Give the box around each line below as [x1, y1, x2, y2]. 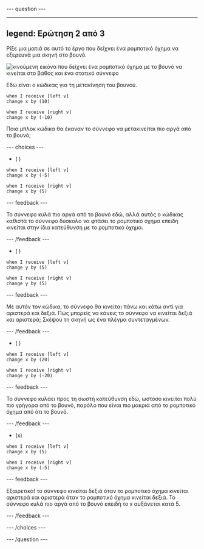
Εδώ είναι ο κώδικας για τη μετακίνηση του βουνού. [6, 81, 138, 88]
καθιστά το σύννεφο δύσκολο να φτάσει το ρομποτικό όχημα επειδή [6, 217, 179, 224]
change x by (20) [6, 356, 50, 363]
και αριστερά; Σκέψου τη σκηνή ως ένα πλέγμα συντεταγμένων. [6, 316, 170, 323]
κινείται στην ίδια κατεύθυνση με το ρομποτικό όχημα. [6, 224, 144, 231]
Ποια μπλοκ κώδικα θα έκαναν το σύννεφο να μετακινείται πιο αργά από [6, 125, 191, 132]
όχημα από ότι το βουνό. [6, 408, 69, 415]
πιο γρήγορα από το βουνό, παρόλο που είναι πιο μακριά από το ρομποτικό [6, 402, 196, 409]
